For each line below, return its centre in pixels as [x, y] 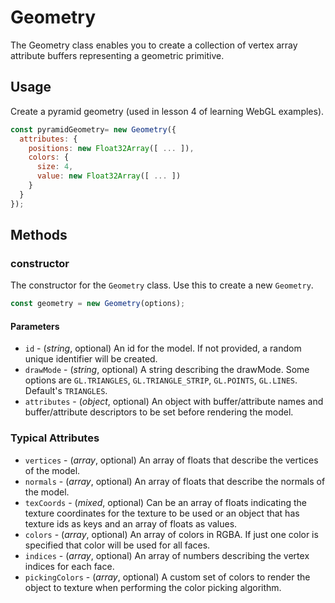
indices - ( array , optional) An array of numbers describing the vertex [167, 555]
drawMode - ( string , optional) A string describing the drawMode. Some [167, 370]
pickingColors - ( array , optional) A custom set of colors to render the [167, 577]
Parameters [35, 326]
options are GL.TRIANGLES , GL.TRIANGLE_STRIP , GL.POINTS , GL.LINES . [161, 380]
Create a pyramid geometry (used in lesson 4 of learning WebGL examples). [167, 111]
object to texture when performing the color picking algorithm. [153, 587]
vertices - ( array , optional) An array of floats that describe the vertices [171, 460]
